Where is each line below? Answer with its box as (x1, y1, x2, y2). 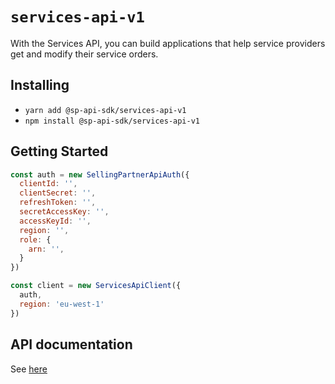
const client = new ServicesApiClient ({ (10, 281, 182, 291)
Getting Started (10, 143, 109, 160)
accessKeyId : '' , (19, 216, 92, 226)
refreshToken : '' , (19, 198, 97, 208)
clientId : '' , (19, 179, 78, 189)
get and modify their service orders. (10, 48, 159, 60)
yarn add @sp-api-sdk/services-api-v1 (24, 105, 187, 115)
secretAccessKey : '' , (19, 207, 110, 217)
